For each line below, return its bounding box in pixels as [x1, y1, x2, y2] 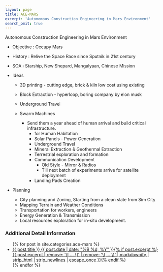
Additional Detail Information [5, 230, 76, 237]
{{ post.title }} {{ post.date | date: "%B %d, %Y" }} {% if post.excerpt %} [12, 246, 159, 252]
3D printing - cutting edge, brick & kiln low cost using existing [19, 82, 145, 88]
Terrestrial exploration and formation [34, 151, 109, 157]
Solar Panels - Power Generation [34, 136, 101, 142]
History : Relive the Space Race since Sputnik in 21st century [12, 54, 136, 60]
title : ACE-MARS [5, 12, 38, 17]
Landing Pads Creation [34, 178, 81, 183]
